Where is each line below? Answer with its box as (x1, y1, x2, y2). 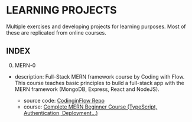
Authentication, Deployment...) (23, 109, 99, 116)
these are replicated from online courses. (6, 29, 106, 36)
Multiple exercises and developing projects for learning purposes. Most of (6, 23, 186, 30)
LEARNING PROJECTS (6, 4, 117, 17)
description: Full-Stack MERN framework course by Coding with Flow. (14, 73, 185, 80)
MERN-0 (14, 62, 36, 69)
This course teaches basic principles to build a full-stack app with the (14, 79, 184, 86)
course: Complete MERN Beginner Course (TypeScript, (23, 103, 158, 110)
